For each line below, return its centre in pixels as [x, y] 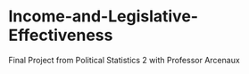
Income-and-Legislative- [103, 16]
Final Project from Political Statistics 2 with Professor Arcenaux [124, 60]
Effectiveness [61, 35]
